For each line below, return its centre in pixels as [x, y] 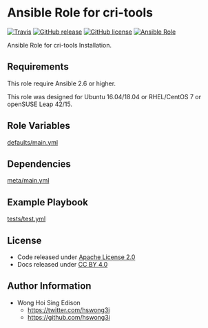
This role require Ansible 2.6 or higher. [61, 83]
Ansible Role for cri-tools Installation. [60, 45]
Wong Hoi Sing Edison [49, 303]
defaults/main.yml [33, 142]
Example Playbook [48, 202]
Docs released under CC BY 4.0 [62, 264]
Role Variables [39, 126]
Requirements [38, 67]
